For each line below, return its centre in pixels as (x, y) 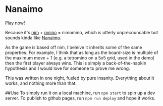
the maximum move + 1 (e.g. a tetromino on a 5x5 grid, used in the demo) (80, 57)
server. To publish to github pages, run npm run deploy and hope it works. (80, 98)
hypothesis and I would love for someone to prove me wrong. (68, 68)
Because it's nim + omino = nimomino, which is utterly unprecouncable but (82, 32)
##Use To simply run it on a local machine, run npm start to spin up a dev (80, 93)
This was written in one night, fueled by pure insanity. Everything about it (80, 78)
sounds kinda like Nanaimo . (33, 38)
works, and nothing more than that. (41, 83)
